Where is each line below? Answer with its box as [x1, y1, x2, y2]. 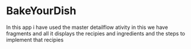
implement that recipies [6, 36, 64, 43]
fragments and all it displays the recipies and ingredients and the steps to [6, 30, 186, 37]
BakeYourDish [6, 4, 77, 18]
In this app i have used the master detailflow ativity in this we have [6, 24, 168, 31]
